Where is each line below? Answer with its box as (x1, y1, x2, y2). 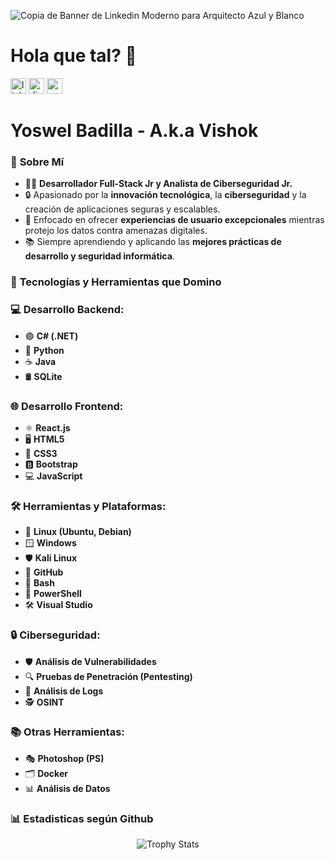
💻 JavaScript (24, 470, 83, 482)
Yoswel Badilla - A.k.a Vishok (10, 120, 259, 142)
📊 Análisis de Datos (24, 782, 111, 794)
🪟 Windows (24, 537, 77, 549)
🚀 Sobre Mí (10, 155, 65, 169)
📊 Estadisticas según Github (10, 811, 154, 825)
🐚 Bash (24, 577, 55, 589)
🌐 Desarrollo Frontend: (10, 399, 124, 413)
